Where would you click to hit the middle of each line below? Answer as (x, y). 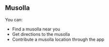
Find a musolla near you (36, 29)
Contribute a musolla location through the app (58, 39)
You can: (14, 19)
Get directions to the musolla (41, 34)
